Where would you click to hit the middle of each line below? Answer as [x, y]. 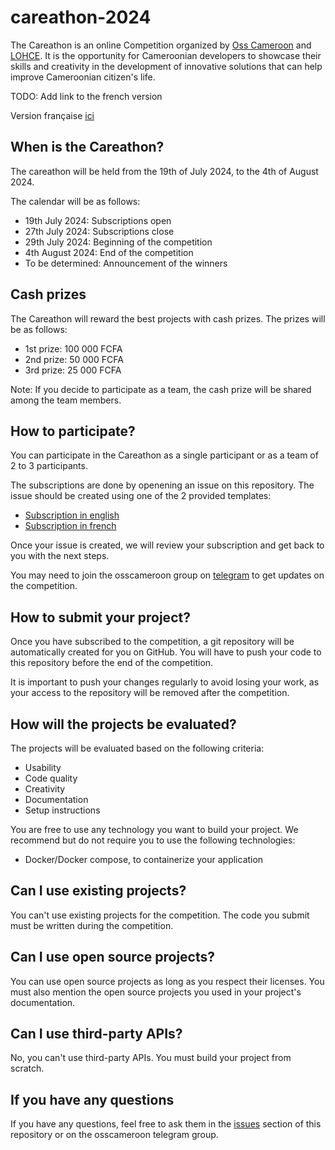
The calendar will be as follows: [75, 201]
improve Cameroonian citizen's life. [83, 77]
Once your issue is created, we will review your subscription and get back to [167, 545]
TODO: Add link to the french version [86, 96]
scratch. [27, 1068]
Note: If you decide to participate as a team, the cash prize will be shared [161, 389]
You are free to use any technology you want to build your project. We [154, 829]
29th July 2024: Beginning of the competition [118, 242]
